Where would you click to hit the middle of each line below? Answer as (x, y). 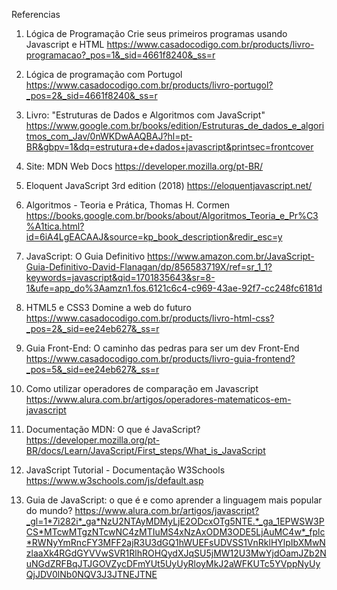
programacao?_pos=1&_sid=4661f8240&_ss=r (120, 55)
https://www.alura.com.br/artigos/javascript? (167, 510)
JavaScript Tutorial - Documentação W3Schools (125, 470)
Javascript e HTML (65, 44)
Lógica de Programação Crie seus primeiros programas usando (156, 33)
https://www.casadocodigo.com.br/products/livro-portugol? (149, 85)
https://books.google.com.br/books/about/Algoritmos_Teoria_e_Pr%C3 (172, 215)
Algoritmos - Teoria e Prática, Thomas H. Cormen (128, 205)
